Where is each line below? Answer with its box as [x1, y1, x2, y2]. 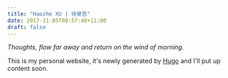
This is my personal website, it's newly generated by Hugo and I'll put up [7, 57, 221, 65]
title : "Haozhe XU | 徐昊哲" [7, 10, 91, 18]
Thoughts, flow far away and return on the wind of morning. [7, 43, 184, 52]
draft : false [7, 23, 46, 30]
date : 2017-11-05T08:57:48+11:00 [7, 17, 107, 24]
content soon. [7, 65, 48, 73]
